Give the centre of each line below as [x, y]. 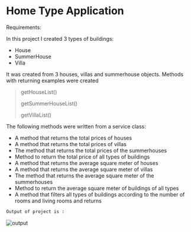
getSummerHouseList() [49, 103]
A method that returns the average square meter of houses [86, 163]
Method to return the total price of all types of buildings [82, 157]
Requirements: [24, 27]
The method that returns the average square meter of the [84, 175]
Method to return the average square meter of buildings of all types [97, 188]
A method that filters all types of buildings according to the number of [100, 194]
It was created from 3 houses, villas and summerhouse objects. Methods [95, 74]
